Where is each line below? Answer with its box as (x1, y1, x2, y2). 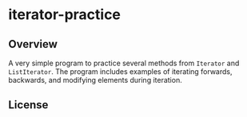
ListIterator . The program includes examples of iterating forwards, (8, 67, 233, 76)
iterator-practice (8, 6, 122, 24)
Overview (8, 37, 58, 51)
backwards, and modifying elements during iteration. (8, 76, 182, 84)
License (8, 98, 49, 112)
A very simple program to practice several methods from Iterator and (8, 58, 240, 68)
